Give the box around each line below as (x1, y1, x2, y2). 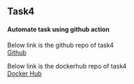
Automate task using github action (7, 24, 110, 34)
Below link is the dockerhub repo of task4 (7, 62, 127, 70)
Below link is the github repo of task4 (7, 41, 114, 49)
